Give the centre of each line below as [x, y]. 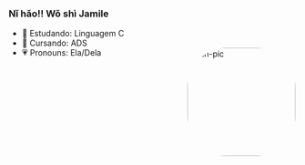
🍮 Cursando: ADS [54, 43]
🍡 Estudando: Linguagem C [73, 34]
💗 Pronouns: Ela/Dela [61, 53]
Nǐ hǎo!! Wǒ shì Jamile [59, 14]
